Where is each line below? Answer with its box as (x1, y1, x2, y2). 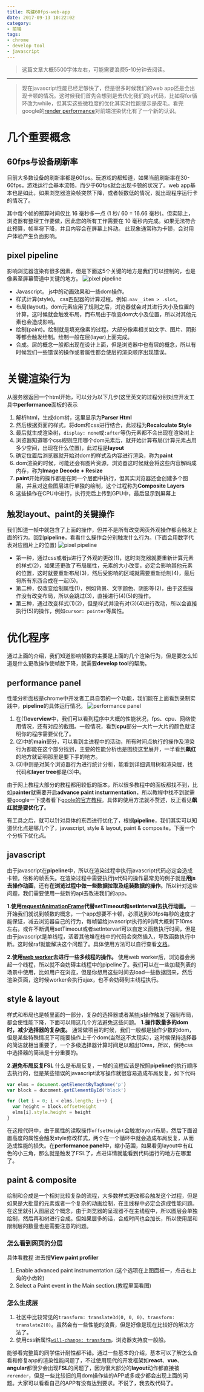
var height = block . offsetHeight (12, 1104, 97, 1110)
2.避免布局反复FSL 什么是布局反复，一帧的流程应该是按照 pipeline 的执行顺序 (7, 1062, 198, 1069)
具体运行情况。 (48, 702, 87, 710)
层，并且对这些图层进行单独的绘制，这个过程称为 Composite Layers (15, 482, 185, 489)
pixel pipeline (7, 250, 59, 261)
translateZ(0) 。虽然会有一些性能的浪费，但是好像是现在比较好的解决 (15, 1321, 189, 1328)
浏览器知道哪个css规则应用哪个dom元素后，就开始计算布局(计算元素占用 (15, 436, 197, 444)
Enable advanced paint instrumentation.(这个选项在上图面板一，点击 (15, 1267, 186, 1274)
